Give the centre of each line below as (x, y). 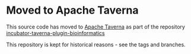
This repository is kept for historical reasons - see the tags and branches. (96, 45)
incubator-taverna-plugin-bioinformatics (55, 33)
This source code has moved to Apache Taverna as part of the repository (96, 27)
